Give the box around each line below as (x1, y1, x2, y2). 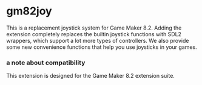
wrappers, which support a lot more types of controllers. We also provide (6, 37, 189, 44)
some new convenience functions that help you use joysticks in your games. (6, 43, 197, 51)
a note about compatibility (6, 58, 86, 67)
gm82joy (6, 4, 53, 18)
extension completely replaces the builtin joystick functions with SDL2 (6, 30, 182, 37)
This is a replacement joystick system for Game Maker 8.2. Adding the (6, 24, 182, 31)
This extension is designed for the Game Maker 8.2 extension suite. (6, 72, 175, 80)
